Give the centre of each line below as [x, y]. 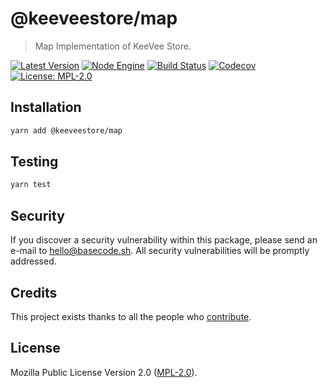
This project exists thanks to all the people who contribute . [131, 316]
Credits [34, 292]
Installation [46, 107]
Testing [34, 162]
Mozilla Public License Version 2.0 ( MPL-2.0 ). [104, 372]
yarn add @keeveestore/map [66, 130]
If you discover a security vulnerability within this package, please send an [164, 240]
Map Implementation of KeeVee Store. [113, 46]
